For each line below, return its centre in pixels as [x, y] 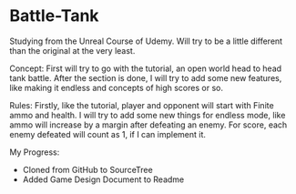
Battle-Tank [54, 16]
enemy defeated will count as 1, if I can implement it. [108, 134]
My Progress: [35, 152]
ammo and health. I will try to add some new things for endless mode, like [148, 115]
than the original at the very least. [72, 50]
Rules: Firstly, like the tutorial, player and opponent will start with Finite [142, 105]
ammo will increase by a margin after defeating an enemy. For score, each [148, 125]
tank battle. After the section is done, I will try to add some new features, [146, 77]
